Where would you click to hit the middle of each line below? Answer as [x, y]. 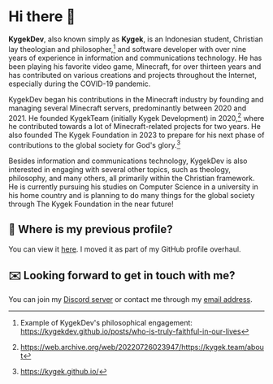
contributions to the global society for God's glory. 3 [95, 144]
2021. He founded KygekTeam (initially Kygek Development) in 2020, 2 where [136, 117]
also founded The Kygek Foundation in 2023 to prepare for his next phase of [136, 135]
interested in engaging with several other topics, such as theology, [120, 169]
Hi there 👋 [42, 17]
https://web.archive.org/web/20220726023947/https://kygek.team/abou [142, 347]
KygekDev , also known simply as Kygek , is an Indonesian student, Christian [136, 39]
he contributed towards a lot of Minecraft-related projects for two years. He [135, 127]
